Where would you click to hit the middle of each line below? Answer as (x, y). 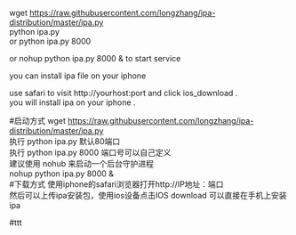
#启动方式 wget (38, 121)
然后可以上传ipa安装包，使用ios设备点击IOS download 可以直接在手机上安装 (148, 195)
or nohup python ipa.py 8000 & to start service (95, 58)
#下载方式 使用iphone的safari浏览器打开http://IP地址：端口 (116, 184)
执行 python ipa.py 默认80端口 (65, 141)
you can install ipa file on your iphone (78, 76)
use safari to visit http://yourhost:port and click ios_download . (124, 93)
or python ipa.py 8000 (50, 41)
